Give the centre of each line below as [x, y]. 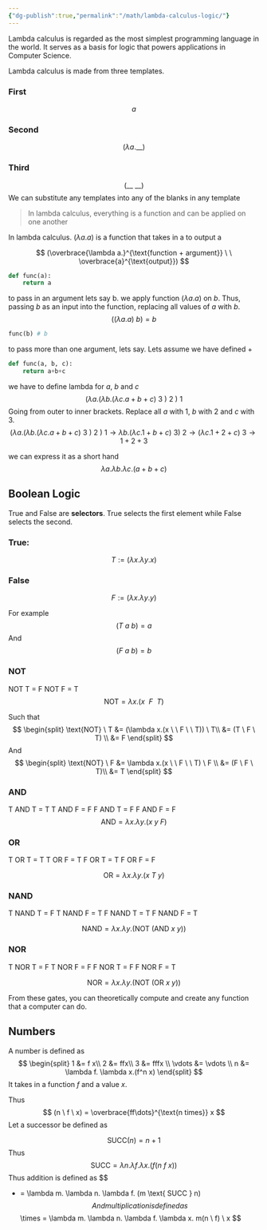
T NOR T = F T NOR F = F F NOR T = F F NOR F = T [92, 966]
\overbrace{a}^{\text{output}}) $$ [134, 261]
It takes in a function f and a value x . [68, 1084]
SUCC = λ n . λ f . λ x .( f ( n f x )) [134, 1165]
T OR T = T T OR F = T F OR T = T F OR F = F [82, 860]
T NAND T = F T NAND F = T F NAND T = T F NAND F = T [103, 913]
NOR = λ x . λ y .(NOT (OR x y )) [134, 982]
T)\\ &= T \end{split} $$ [134, 771]
